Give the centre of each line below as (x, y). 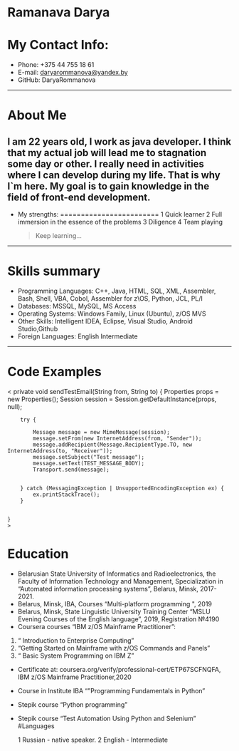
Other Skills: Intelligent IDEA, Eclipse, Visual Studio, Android (105, 321)
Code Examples (54, 372)
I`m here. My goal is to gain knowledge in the (108, 186)
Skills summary (54, 271)
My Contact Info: (58, 45)
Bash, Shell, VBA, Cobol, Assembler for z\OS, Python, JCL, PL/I (110, 299)
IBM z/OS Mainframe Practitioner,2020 (74, 677)
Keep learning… (58, 236)
